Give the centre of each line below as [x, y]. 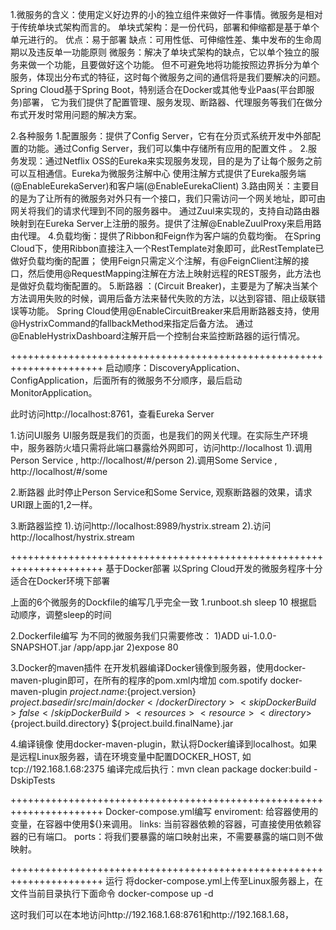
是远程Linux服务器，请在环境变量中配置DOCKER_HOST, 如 [131, 756]
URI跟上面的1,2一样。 [54, 504]
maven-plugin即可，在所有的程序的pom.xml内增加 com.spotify [139, 680]
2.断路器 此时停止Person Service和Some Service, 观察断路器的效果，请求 [161, 492]
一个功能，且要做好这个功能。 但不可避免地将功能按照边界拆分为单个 [178, 64]
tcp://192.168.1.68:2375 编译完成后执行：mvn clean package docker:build [161, 769]
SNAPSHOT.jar [41, 647]
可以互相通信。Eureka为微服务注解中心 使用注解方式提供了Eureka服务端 [158, 173]
